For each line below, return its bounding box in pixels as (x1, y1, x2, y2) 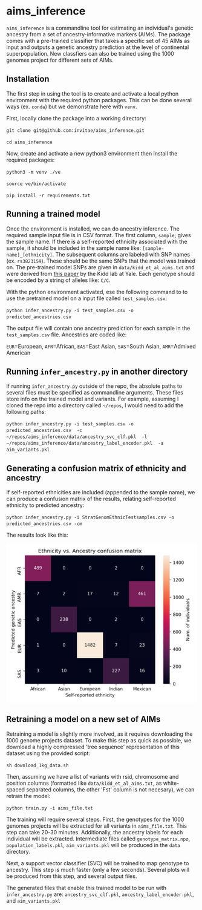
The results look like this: (6, 531, 68, 539)
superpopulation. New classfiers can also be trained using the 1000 (6, 50, 174, 57)
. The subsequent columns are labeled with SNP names (52, 250, 191, 258)
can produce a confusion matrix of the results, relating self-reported (6, 495, 177, 503)
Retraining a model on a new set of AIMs (6, 714, 161, 724)
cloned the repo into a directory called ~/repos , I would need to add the (6, 402, 184, 409)
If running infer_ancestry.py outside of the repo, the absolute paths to (6, 382, 183, 390)
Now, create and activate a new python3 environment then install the (6, 149, 178, 157)
